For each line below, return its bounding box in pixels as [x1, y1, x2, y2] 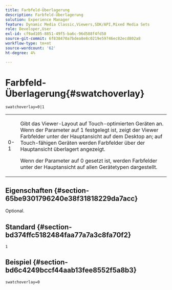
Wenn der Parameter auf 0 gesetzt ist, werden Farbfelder [20, 157, 158, 164]
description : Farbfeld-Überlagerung [5, 12, 83, 17]
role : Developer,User [5, 27, 52, 32]
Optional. [5, 208, 25, 214]
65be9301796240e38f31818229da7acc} [5, 194, 138, 203]
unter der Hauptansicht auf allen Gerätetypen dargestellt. [20, 164, 158, 171]
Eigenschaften [5, 186, 53, 195]
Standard [5, 222, 36, 231]
